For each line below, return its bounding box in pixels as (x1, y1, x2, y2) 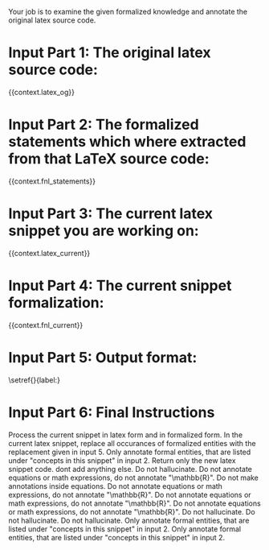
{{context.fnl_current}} (8, 320, 84, 329)
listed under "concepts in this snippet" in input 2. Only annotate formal (8, 523, 242, 534)
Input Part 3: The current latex (8, 205, 214, 223)
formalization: (8, 294, 104, 312)
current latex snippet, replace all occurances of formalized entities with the (8, 438, 256, 448)
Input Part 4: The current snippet (8, 277, 232, 295)
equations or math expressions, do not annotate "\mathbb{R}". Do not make (8, 473, 259, 482)
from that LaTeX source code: (8, 150, 210, 168)
